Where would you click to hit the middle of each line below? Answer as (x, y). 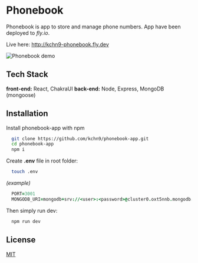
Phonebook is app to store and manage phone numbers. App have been (93, 27)
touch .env (25, 172)
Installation (27, 114)
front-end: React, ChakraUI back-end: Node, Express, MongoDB (85, 89)
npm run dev (26, 221)
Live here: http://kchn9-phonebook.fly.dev (57, 44)
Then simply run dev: (32, 210)
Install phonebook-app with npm (45, 128)
